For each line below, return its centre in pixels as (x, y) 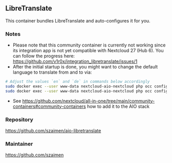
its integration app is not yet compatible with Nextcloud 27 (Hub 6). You (88, 51)
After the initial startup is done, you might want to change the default (85, 67)
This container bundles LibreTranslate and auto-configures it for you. (78, 20)
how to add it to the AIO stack (118, 106)
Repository (19, 120)
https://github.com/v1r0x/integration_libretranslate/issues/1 (75, 61)
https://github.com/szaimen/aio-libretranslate (53, 131)
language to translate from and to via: (52, 72)
